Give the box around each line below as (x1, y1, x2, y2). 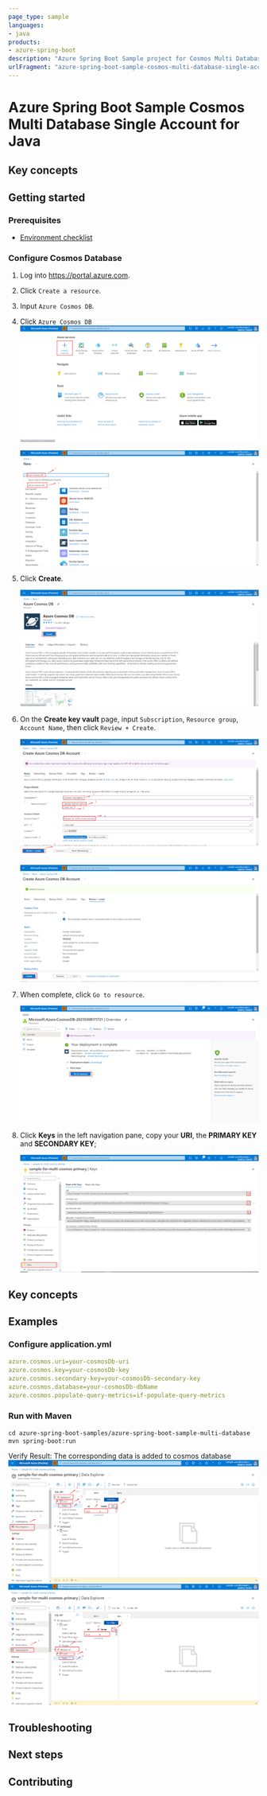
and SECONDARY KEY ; (19, 1139, 97, 1149)
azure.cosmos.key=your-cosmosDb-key (8, 1366, 130, 1374)
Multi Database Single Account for (8, 115, 240, 134)
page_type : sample (8, 13, 69, 21)
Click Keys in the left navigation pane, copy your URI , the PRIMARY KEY (19, 1130, 257, 1141)
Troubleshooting (8, 1720, 93, 1734)
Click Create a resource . (19, 286, 102, 296)
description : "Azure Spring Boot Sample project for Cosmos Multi (8, 55, 233, 63)
